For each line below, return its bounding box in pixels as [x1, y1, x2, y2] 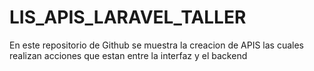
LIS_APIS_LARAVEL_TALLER [9, 6, 247, 29]
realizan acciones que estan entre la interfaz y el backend [9, 49, 248, 61]
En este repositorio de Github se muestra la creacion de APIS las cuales [9, 39, 305, 51]
